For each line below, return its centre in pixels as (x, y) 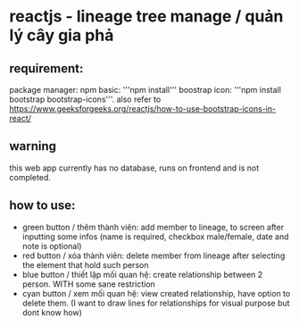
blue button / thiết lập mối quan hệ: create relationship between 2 (142, 274)
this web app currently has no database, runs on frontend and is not (134, 168)
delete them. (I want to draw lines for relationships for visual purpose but (156, 303)
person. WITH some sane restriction (89, 284)
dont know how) (52, 312)
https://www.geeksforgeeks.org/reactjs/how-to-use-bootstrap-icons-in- (143, 109)
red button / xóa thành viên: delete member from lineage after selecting (154, 255)
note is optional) (52, 246)
